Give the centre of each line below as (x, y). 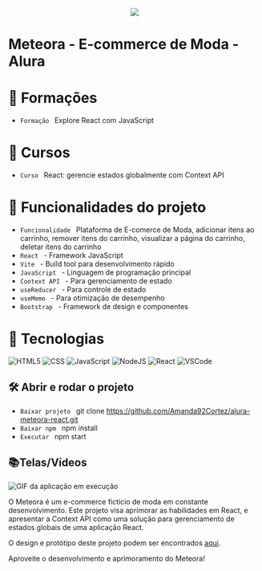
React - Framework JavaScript (72, 255)
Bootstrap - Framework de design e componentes (104, 306)
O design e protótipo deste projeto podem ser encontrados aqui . (115, 543)
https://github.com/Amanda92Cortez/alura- (178, 410)
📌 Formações (53, 98)
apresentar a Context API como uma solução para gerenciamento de (121, 519)
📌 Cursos (39, 153)
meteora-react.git (49, 419)
